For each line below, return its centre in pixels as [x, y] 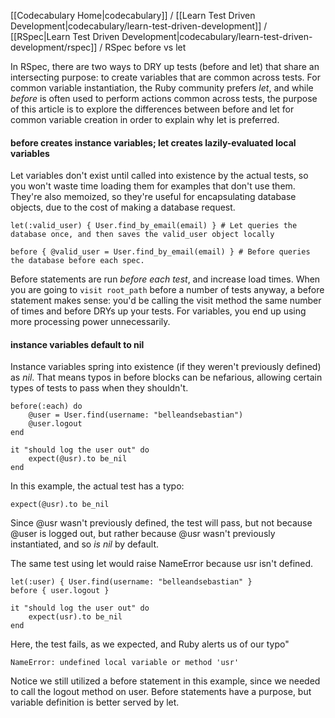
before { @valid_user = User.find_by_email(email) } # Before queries [160, 252]
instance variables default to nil [77, 344]
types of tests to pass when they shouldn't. [99, 388]
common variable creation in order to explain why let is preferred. [145, 119]
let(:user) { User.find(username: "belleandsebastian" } [131, 582]
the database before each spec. [77, 261]
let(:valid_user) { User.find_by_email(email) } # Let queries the [154, 226]
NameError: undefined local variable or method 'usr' [125, 663]
